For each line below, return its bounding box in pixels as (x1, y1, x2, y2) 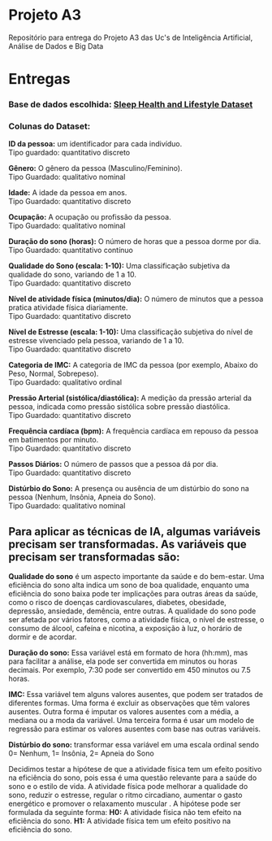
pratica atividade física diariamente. (8, 303, 128, 312)
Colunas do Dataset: (8, 120, 91, 132)
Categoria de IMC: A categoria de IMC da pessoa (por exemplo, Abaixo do (8, 360, 258, 370)
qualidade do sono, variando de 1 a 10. (8, 270, 136, 280)
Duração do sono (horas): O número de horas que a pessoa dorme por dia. (8, 237, 261, 246)
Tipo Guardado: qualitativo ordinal (8, 377, 123, 387)
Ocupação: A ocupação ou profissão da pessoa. (8, 212, 172, 222)
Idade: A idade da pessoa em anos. (8, 188, 127, 198)
